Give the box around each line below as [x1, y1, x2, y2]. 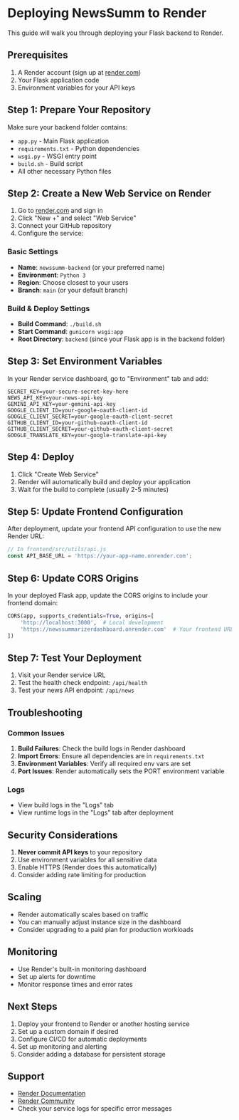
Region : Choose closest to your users [17, 278, 129, 286]
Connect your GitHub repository [17, 221, 112, 230]
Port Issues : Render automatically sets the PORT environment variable [17, 767, 225, 775]
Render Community [17, 1097, 75, 1105]
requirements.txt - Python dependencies [17, 144, 140, 152]
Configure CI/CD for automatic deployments [17, 1035, 147, 1043]
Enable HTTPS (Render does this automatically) [17, 863, 157, 872]
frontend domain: [7, 598, 58, 607]
